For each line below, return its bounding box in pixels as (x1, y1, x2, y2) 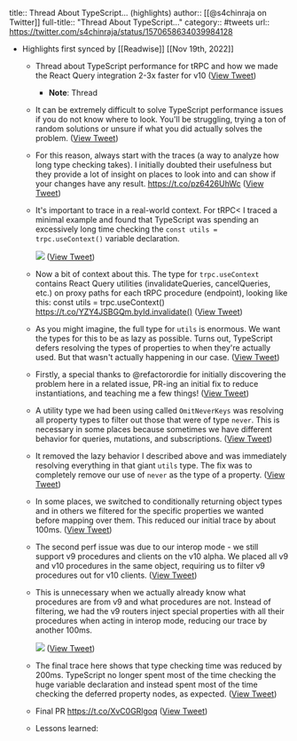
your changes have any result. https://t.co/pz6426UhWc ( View (35, 178, 264, 189)
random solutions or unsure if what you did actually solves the (35, 123, 263, 134)
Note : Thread (48, 88, 98, 98)
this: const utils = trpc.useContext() (35, 297, 166, 307)
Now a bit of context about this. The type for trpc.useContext (35, 269, 260, 279)
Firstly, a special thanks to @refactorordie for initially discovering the (35, 369, 286, 380)
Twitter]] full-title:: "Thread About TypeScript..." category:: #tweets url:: (9, 17, 270, 28)
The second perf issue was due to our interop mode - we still (35, 541, 259, 552)
